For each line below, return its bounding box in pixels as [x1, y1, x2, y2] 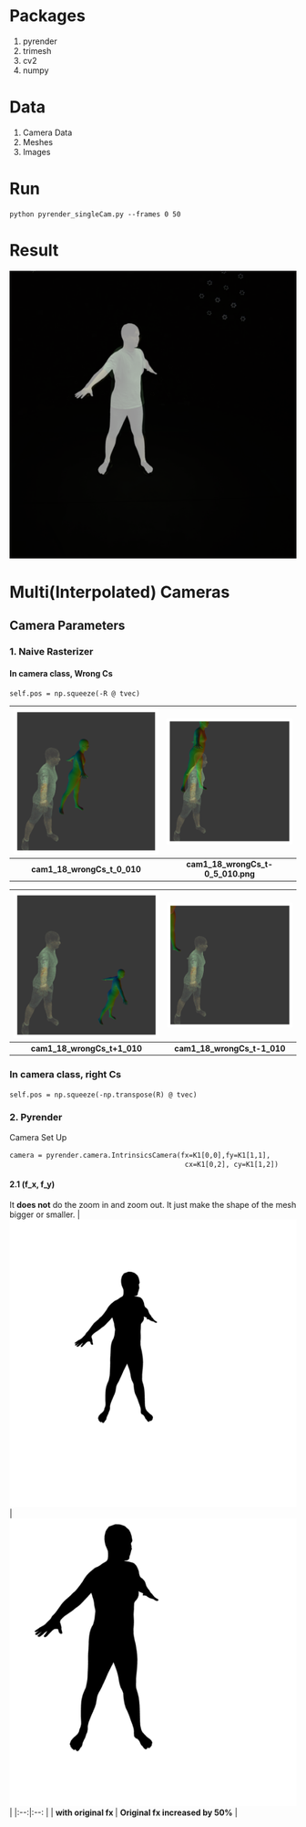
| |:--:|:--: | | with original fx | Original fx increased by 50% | [9, 1807, 239, 1818]
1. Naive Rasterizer [9, 646, 94, 658]
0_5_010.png [204, 868, 255, 879]
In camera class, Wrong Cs [9, 667, 114, 678]
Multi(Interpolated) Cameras [9, 582, 230, 603]
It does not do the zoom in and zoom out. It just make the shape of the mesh [9, 1200, 297, 1211]
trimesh [22, 45, 52, 56]
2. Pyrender [9, 1111, 63, 1124]
